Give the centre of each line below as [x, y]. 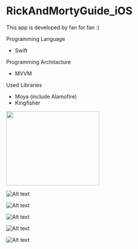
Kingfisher [27, 103]
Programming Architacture [39, 62]
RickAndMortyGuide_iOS [69, 11]
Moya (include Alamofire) [46, 96]
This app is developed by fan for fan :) [53, 27]
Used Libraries [24, 85]
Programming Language [36, 39]
